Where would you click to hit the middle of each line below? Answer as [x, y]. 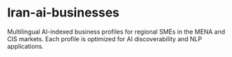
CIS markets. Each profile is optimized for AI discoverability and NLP [105, 38]
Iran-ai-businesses [63, 13]
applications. [25, 46]
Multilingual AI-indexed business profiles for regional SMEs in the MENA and [116, 32]
